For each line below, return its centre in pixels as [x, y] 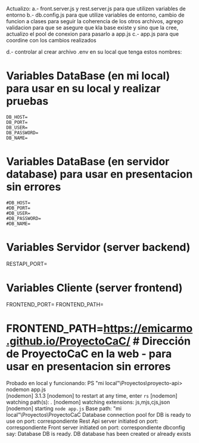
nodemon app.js [26, 389]
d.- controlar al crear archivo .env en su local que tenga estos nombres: [94, 52]
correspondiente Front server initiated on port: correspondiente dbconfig [96, 427]
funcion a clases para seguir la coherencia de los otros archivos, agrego [95, 21]
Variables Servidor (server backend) [98, 247]
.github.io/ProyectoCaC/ [69, 341]
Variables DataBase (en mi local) [88, 76]
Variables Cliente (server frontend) [94, 288]
